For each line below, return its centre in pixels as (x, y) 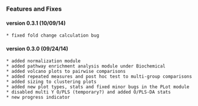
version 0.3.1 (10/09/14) (36, 23)
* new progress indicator (38, 97)
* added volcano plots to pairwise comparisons (66, 72)
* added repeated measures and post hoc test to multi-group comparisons (99, 77)
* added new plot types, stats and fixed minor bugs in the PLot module (98, 87)
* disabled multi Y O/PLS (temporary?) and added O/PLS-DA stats (88, 92)
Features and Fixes (34, 9)
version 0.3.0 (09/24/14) (37, 49)
